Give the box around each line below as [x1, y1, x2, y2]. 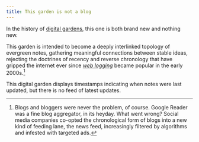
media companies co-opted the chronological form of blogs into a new [14, 116, 188, 124]
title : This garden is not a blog [6, 8, 92, 15]
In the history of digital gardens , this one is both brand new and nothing [6, 25, 181, 32]
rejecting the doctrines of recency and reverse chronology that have [6, 55, 173, 62]
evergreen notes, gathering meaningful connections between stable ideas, [6, 49, 188, 56]
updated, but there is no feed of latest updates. [6, 87, 121, 94]
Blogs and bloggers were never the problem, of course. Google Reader [14, 104, 188, 111]
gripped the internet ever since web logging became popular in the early [6, 62, 183, 69]
